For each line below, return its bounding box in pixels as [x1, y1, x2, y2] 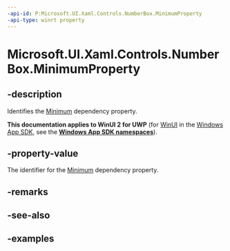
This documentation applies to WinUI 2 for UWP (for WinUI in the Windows [7, 120, 223, 129]
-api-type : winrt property [7, 17, 85, 24]
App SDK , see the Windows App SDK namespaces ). [7, 127, 157, 136]
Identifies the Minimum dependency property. [7, 106, 137, 115]
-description [7, 89, 62, 100]
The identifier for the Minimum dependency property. [7, 166, 159, 174]
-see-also [7, 210, 50, 221]
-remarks [7, 186, 48, 198]
